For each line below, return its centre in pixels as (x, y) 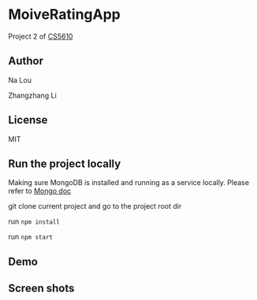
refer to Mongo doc (40, 191)
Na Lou (20, 80)
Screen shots (41, 289)
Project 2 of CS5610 (41, 36)
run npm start (31, 237)
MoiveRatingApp (64, 15)
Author (26, 61)
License (28, 120)
